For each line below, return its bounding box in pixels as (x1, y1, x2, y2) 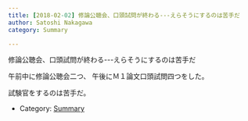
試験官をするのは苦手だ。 (8, 88, 91, 98)
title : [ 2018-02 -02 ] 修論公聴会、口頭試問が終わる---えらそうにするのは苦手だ (8, 11, 241, 20)
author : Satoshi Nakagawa (8, 19, 92, 27)
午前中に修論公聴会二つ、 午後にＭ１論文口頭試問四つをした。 (8, 72, 209, 81)
